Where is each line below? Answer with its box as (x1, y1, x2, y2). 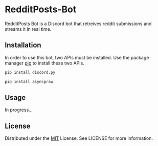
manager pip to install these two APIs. (5, 60, 85, 66)
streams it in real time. (5, 26, 52, 32)
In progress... (5, 107, 33, 113)
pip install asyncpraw (5, 79, 53, 84)
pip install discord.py (5, 70, 56, 75)
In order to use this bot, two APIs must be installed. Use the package (5, 54, 149, 60)
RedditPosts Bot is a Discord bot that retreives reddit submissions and (5, 20, 152, 27)
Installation (5, 41, 41, 50)
